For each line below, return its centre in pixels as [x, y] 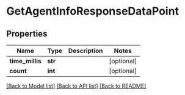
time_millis [25, 61]
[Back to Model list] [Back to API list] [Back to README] [76, 86]
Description [85, 51]
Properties [27, 34]
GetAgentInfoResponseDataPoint [92, 11]
